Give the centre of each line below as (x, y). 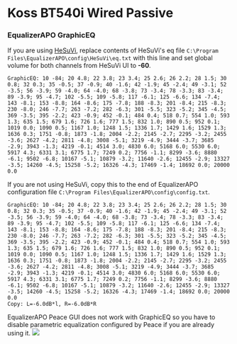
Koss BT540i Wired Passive (90, 13)
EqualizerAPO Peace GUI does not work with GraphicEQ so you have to (111, 317)
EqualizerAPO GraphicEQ (51, 35)
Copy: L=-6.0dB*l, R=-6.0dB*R (52, 304)
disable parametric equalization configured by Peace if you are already (111, 325)
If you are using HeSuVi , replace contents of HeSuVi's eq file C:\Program (113, 50)
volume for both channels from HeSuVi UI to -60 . (79, 66)
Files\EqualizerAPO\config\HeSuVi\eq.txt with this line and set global (110, 58)
